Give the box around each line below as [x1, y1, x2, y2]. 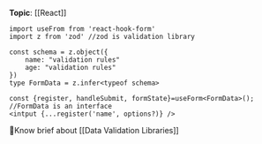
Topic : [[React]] [9, 8, 67, 18]
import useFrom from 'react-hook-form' [9, 25, 156, 34]
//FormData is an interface [9, 102, 113, 110]
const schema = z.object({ [9, 48, 109, 57]
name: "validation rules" [25, 56, 121, 64]
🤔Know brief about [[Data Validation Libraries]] [9, 125, 179, 135]
